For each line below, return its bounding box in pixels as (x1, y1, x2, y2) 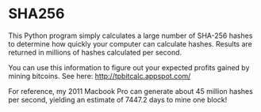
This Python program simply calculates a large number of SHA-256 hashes (8, 31, 253, 40)
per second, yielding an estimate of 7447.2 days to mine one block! (8, 95, 228, 104)
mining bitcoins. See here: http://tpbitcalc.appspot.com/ (8, 71, 191, 80)
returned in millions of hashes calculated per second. (8, 47, 182, 57)
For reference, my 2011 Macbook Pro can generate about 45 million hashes (8, 86, 254, 95)
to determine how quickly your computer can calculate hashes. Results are (8, 39, 252, 48)
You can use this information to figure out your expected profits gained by (8, 62, 250, 72)
